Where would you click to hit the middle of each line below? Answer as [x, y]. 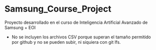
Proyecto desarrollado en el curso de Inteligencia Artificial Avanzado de [76, 22]
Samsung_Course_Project [58, 9]
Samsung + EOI [20, 27]
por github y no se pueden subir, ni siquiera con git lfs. [66, 42]
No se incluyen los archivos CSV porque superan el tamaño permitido [81, 37]
